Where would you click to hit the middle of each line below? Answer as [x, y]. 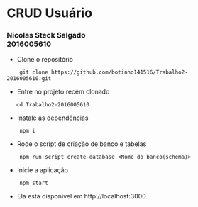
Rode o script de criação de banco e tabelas [82, 144]
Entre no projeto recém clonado [63, 92]
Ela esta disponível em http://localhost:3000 [81, 196]
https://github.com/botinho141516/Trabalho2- [120, 72]
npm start [34, 183]
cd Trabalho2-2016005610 [53, 105]
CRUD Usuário [50, 13]
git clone [34, 72]
